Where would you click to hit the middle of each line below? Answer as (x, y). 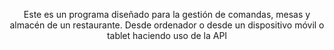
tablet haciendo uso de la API (167, 35)
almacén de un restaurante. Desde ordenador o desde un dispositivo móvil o (167, 25)
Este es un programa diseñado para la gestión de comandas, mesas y (167, 14)
